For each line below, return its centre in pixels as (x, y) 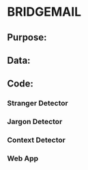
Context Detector (36, 140)
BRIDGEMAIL (44, 12)
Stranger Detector (38, 104)
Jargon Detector (35, 122)
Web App (23, 158)
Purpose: (27, 37)
